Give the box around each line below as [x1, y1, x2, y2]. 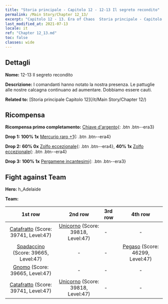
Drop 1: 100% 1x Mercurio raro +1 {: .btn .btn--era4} [5, 133, 111, 140]
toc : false [5, 35, 28, 40]
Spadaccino [16, 243, 45, 250]
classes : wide [5, 40, 35, 45]
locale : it [5, 26, 28, 31]
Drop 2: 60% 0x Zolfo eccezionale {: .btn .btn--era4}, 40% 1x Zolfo [5, 143, 144, 149]
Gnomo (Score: [12, 263, 49, 270]
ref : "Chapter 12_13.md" [5, 30, 57, 35]
